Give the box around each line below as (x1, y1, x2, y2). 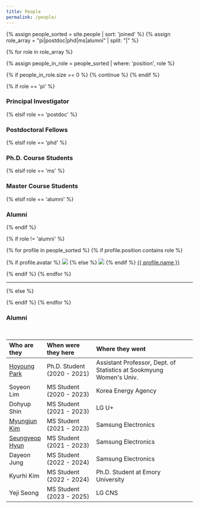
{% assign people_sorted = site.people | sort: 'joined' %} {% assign (6, 30, 171, 37)
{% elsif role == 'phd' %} (6, 139, 67, 146)
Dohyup (9, 400, 31, 409)
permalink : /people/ (6, 14, 57, 20)
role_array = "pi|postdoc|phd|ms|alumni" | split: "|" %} (6, 37, 139, 44)
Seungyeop (9, 434, 41, 442)
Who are (9, 341, 34, 349)
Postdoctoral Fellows (6, 126, 68, 134)
